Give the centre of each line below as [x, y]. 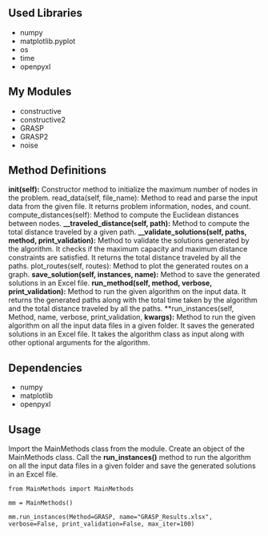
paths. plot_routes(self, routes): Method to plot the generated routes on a [129, 266]
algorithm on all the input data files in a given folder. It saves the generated [131, 326]
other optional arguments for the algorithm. [79, 343]
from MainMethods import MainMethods [71, 489]
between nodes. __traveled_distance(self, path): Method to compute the [129, 224]
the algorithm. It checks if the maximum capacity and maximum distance [128, 249]
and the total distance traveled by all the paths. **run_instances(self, [121, 308]
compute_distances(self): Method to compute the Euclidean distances [124, 215]
